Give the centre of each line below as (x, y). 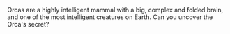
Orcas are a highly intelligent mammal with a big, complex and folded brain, (115, 10)
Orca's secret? (28, 24)
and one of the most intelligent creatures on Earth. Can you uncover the (110, 17)
